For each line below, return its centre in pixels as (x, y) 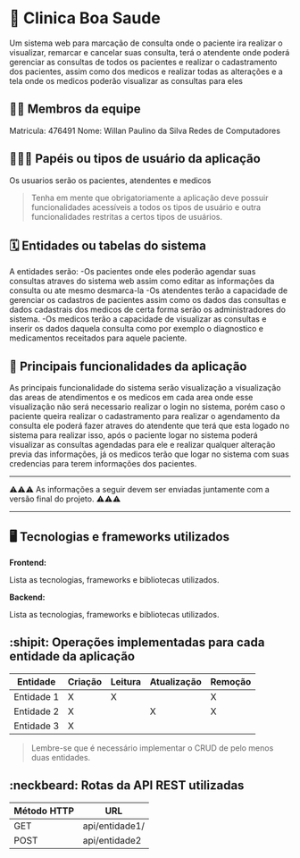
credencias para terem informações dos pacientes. (103, 464)
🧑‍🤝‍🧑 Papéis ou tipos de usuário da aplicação (135, 159)
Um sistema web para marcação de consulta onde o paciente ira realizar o (146, 43)
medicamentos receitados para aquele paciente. (98, 338)
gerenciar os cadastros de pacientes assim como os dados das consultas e (148, 300)
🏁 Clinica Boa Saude (85, 18)
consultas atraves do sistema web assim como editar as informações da (142, 282)
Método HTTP (44, 811)
